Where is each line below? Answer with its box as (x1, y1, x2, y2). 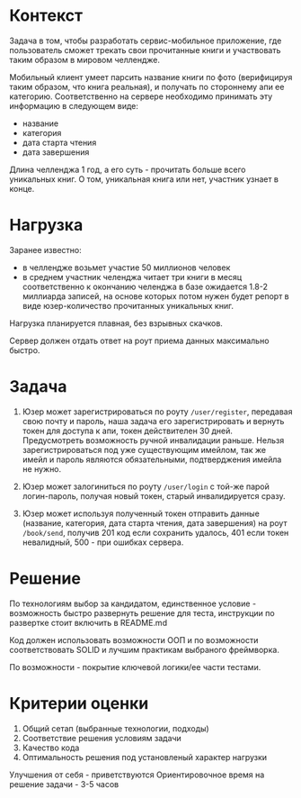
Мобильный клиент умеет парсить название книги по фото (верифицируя (9, 71, 293, 82)
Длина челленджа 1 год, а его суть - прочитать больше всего (9, 164, 246, 175)
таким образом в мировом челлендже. (9, 54, 160, 65)
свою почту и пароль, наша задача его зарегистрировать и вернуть (22, 415, 285, 426)
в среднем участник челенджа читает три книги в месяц (22, 271, 243, 282)
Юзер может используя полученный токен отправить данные (22, 508, 261, 519)
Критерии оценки (9, 693, 149, 713)
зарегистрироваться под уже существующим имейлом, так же (22, 444, 267, 455)
